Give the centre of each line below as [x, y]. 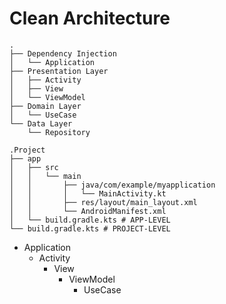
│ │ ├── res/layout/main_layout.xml [103, 202]
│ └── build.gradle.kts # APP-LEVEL [90, 220]
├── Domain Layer [45, 106]
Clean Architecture [90, 18]
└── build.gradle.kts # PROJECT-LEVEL [90, 228]
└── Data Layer [41, 123]
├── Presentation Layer [59, 71]
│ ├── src [34, 167]
